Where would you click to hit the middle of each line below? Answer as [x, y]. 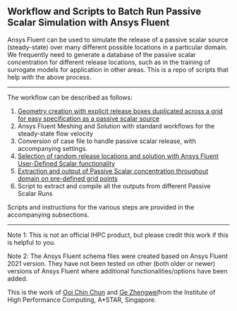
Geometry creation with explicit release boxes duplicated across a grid [120, 111]
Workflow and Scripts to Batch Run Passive [104, 12]
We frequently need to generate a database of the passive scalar [102, 54]
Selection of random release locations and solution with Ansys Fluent [118, 156]
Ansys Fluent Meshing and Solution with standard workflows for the [116, 126]
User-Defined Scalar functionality [66, 163]
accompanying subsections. [48, 214]
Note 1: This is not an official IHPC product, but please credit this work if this [118, 235]
